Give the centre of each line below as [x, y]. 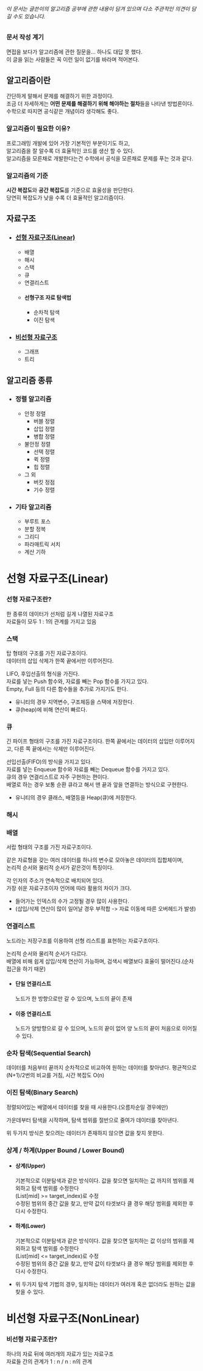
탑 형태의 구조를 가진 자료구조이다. [47, 653]
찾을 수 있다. [30, 1292]
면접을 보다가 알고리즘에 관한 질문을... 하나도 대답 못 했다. [74, 52]
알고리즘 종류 [30, 380]
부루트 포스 [37, 522]
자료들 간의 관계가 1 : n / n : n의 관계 [49, 1361]
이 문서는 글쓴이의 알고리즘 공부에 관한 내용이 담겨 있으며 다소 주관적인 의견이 [98, 9]
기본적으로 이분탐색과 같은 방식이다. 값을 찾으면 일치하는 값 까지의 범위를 [101, 1180]
